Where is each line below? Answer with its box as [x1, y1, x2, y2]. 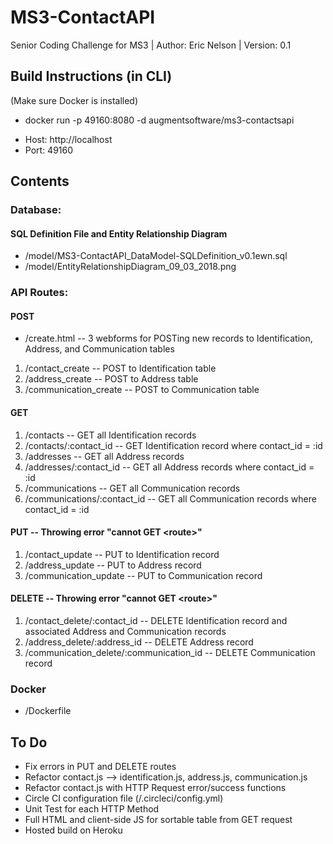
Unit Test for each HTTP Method [24, 803, 160, 815]
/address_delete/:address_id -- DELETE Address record [24, 636, 254, 648]
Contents [10, 173, 70, 190]
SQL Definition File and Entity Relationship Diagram [10, 227, 228, 240]
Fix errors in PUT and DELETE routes [24, 761, 177, 773]
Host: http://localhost [24, 133, 113, 145]
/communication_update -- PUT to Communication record [24, 569, 263, 581]
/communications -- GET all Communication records [24, 482, 241, 494]
